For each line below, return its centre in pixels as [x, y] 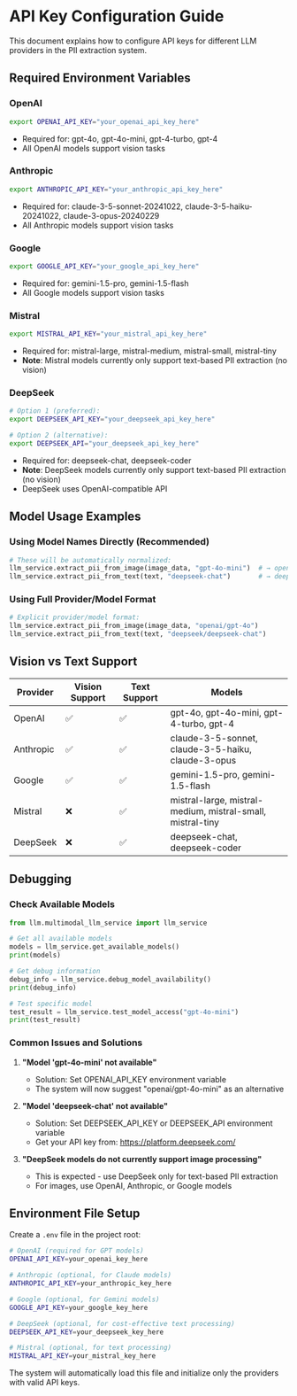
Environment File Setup [75, 1213]
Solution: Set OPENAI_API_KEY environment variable [131, 1079]
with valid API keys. [45, 1383]
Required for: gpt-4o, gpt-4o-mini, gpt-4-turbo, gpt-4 [120, 138]
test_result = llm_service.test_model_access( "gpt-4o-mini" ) [124, 1012]
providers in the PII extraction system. [78, 50]
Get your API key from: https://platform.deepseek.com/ [135, 1142]
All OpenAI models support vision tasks [94, 148]
